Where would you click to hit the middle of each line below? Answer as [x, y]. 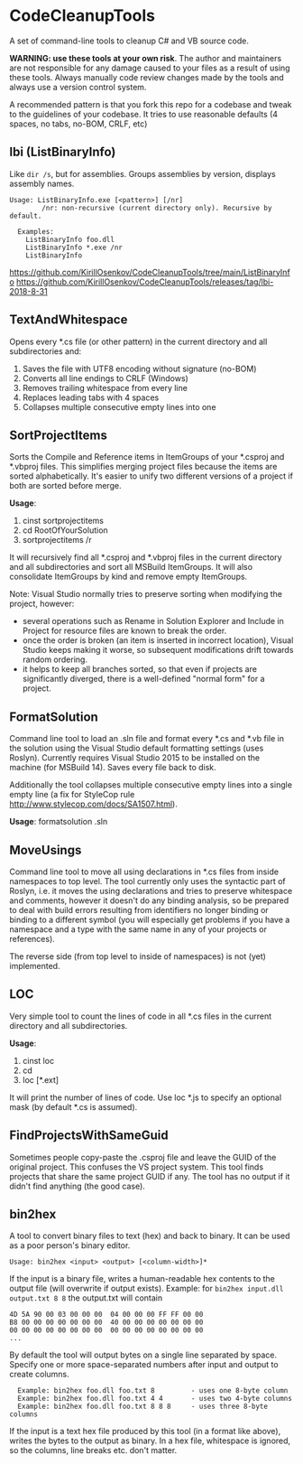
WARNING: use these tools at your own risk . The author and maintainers [146, 58]
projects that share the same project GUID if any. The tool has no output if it [150, 1176]
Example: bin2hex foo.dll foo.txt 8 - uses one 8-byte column [153, 1391]
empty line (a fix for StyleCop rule [72, 795]
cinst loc [38, 1060]
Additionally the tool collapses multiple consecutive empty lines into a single [151, 785]
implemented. [35, 966]
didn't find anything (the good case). [78, 1186]
